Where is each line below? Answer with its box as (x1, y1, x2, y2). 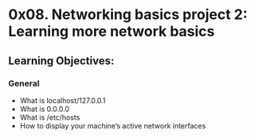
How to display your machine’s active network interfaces (19, 121, 206, 130)
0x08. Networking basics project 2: (8, 6, 249, 24)
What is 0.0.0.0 (19, 104, 70, 113)
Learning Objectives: (8, 54, 115, 67)
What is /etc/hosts (19, 113, 80, 122)
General (8, 78, 40, 89)
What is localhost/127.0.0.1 (19, 95, 106, 105)
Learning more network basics (8, 22, 215, 40)
